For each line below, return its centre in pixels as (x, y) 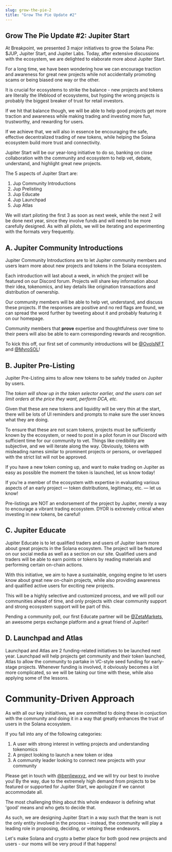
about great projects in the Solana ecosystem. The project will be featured (84, 548)
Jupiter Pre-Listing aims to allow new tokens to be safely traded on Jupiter (84, 378)
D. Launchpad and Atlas (44, 638)
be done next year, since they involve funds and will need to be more (78, 221)
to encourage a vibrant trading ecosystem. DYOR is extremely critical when (85, 509)
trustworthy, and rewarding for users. (45, 122)
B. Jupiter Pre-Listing (40, 366)
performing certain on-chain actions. (44, 564)
